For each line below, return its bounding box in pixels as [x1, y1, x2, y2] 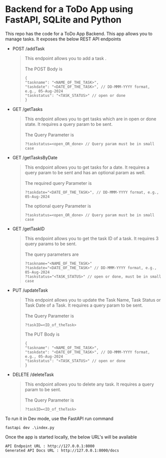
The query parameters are [24, 251, 79, 257]
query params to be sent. [24, 241, 77, 247]
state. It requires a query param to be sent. [24, 121, 113, 127]
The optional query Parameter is [24, 203, 91, 209]
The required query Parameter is [24, 180, 92, 186]
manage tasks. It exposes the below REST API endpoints [5, 36, 121, 42]
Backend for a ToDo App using [5, 3, 134, 15]
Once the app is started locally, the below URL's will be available [5, 434, 137, 440]
